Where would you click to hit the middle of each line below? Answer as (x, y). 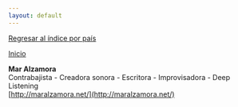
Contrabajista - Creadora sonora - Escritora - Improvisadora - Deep (119, 77)
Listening (23, 86)
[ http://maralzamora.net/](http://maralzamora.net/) (91, 94)
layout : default (35, 15)
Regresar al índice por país (52, 38)
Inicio (17, 53)
